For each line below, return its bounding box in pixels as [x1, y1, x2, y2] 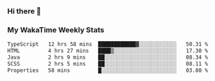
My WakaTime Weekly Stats [7, 24, 105, 34]
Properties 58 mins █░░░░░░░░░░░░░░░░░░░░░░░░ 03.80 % [7, 66, 209, 74]
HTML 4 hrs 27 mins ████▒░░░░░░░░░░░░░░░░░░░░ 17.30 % [7, 47, 209, 54]
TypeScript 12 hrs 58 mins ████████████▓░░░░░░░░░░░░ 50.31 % [7, 41, 209, 48]
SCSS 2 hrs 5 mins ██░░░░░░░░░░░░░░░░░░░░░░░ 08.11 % [7, 60, 209, 67]
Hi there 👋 [7, 6, 42, 16]
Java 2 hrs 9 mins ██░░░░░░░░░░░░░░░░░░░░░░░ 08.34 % [7, 54, 209, 61]
